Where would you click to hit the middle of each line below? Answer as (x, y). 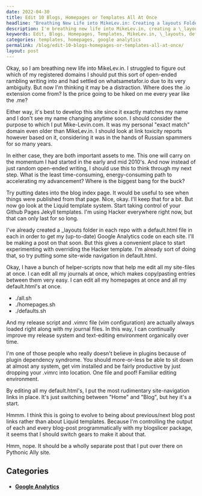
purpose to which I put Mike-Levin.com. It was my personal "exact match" (98, 125)
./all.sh (23, 298)
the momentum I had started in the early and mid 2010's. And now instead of (101, 162)
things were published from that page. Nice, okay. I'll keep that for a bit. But (100, 199)
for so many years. (29, 144)
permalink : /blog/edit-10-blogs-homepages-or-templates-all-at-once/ (95, 46)
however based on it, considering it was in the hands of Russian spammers (99, 137)
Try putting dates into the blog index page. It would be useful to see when (98, 193)
